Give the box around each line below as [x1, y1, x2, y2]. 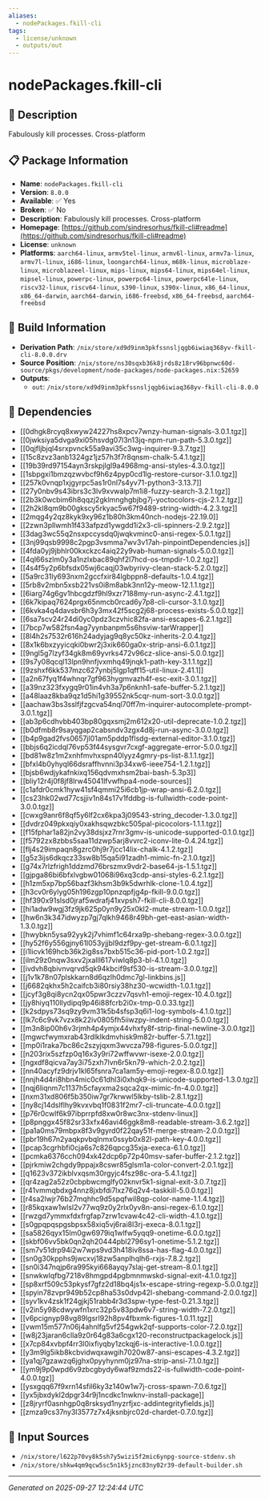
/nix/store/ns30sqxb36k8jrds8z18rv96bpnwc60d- [77, 359, 236, 368]
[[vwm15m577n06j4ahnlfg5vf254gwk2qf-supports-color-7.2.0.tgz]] [19, 1322, 243, 1331]
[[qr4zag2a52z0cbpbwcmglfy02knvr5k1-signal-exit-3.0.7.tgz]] [19, 1176, 227, 1186]
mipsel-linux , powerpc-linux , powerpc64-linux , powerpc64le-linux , [19, 274, 239, 283]
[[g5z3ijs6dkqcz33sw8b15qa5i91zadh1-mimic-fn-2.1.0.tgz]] [19, 852, 215, 863]
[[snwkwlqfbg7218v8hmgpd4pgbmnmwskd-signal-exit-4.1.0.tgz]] [19, 1270, 238, 1280]
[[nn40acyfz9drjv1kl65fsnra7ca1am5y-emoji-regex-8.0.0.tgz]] [19, 1066, 224, 1075]
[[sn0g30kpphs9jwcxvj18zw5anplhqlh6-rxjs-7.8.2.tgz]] [19, 1253, 202, 1263]
